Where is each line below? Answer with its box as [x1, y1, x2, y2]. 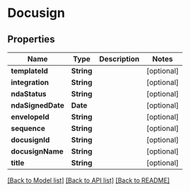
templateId [11, 66, 48, 76]
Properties [7, 33, 55, 45]
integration [11, 78, 50, 87]
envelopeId [11, 112, 50, 122]
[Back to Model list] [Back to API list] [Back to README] [7, 176, 170, 185]
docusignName [11, 146, 64, 156]
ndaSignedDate [11, 100, 65, 110]
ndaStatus [11, 89, 47, 98]
